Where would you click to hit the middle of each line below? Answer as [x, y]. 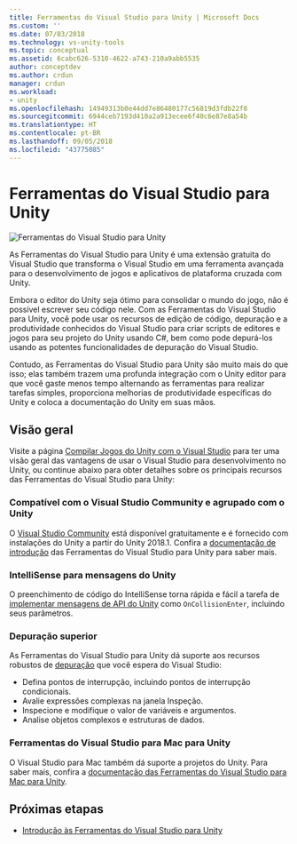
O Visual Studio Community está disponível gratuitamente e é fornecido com [149, 533]
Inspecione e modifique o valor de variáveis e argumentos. [129, 711]
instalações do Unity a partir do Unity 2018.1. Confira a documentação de [143, 542]
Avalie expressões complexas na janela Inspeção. [113, 701]
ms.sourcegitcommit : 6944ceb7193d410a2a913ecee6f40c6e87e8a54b [129, 116]
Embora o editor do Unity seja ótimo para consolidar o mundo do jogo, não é [149, 299]
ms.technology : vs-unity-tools [67, 42]
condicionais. [47, 692]
